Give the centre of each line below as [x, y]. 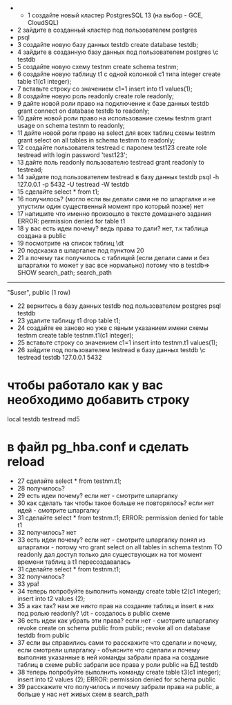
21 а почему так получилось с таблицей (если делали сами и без [113, 258]
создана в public [41, 236]
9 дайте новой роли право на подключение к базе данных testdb [113, 103]
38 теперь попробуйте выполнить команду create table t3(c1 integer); [119, 672]
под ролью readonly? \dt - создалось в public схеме [94, 613]
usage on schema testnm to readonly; [71, 126]
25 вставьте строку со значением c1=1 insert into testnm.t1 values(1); [117, 342]
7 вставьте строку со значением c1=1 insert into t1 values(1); [105, 89]
